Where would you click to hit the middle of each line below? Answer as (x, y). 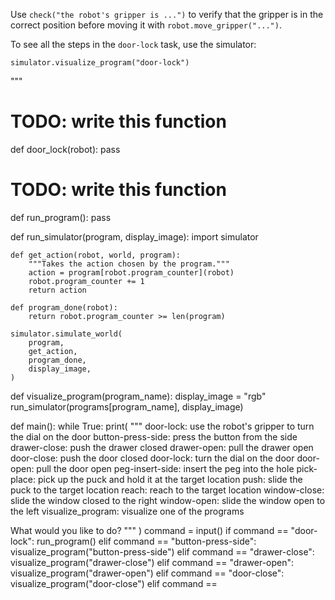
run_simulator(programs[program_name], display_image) (127, 406)
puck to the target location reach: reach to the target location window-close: (167, 490)
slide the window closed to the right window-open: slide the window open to (168, 500)
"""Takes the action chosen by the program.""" (129, 264)
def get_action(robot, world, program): (96, 255)
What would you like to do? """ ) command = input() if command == (149, 530)
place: (23, 479)
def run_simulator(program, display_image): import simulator (134, 236)
